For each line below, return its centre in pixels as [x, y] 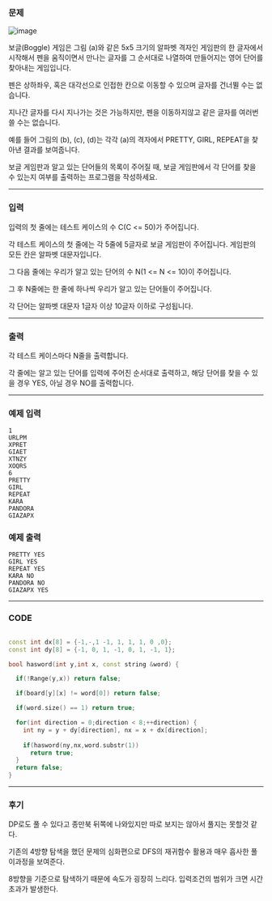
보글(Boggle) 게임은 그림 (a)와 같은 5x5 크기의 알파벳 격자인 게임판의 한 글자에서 [136, 48]
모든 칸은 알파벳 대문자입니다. [55, 254]
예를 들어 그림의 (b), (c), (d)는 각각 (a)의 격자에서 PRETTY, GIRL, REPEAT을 [129, 140]
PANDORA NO [27, 583]
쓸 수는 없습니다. [34, 122]
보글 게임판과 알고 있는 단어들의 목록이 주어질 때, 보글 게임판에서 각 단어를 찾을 [132, 167]
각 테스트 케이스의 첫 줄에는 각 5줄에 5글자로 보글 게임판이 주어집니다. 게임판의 [132, 244]
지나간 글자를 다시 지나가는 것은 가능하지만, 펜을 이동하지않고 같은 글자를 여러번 [134, 113]
